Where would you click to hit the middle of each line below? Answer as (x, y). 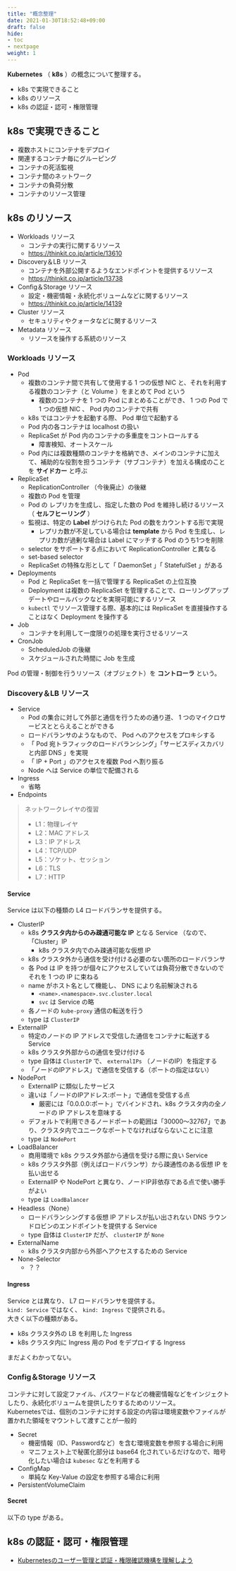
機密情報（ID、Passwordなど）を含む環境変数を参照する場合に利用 (126, 1443)
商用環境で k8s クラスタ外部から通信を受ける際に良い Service (118, 1155)
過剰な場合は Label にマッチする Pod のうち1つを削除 (147, 540)
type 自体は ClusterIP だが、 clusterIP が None (96, 1235)
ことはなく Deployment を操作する (78, 616)
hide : (15, 34)
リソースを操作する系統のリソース (77, 338)
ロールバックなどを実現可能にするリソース (114, 599)
